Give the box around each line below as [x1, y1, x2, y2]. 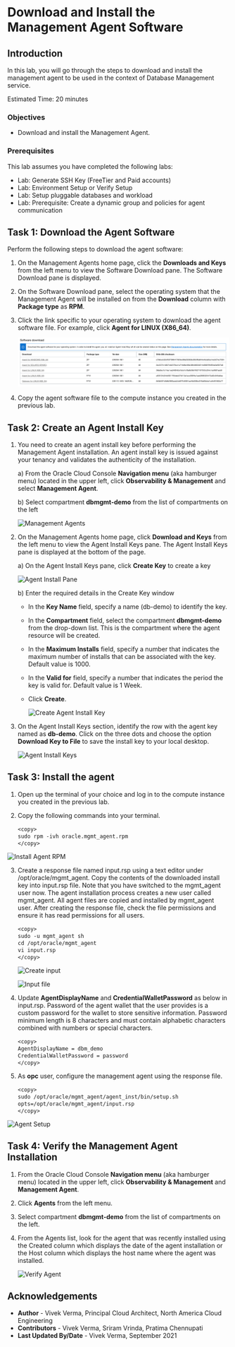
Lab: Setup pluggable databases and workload [17, 191, 153, 199]
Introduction [7, 47, 63, 59]
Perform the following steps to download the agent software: [7, 245, 184, 254]
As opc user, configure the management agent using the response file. [17, 1072, 223, 1080]
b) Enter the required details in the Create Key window [17, 588, 174, 597]
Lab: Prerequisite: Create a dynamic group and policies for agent [17, 198, 205, 207]
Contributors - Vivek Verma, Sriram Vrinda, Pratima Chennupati [17, 1324, 203, 1332]
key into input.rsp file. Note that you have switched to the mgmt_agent [17, 881, 222, 889]
